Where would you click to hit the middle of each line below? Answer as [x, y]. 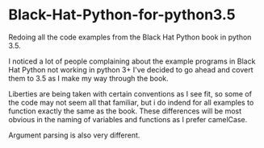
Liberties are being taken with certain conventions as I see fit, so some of [130, 93]
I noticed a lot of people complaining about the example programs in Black [132, 61]
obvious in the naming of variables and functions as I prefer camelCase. [128, 119]
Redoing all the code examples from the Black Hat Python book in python [130, 37]
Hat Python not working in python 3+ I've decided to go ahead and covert [131, 69]
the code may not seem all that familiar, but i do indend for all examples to [131, 102]
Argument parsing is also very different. [74, 135]
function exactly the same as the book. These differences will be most [125, 111]
